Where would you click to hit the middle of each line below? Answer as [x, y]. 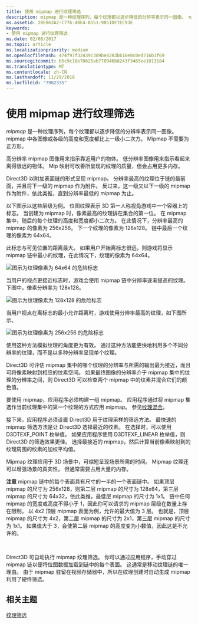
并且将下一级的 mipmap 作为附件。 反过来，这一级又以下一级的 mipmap [103, 186]
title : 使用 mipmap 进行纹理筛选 [44, 12]
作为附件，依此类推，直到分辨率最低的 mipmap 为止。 [72, 193]
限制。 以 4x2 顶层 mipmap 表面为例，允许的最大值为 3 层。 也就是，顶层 [100, 511]
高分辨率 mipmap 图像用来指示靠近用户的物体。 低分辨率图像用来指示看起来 [98, 158]
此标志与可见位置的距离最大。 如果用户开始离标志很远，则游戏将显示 [89, 248]
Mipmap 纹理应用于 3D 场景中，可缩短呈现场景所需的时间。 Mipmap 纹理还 [98, 461]
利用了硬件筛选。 [27, 579]
